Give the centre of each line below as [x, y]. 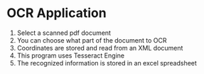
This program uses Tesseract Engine [71, 55]
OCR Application [57, 13]
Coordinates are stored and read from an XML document [100, 48]
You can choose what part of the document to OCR [92, 40]
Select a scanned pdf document [64, 33]
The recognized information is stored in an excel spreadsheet [107, 63]
